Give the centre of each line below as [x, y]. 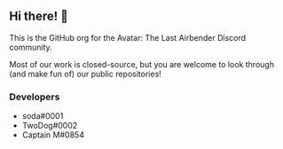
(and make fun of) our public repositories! [85, 74]
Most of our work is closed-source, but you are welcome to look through [142, 64]
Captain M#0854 [53, 135]
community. [31, 47]
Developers [35, 97]
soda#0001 [43, 116]
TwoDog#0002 [50, 126]
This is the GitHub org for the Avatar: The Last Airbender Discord [128, 37]
